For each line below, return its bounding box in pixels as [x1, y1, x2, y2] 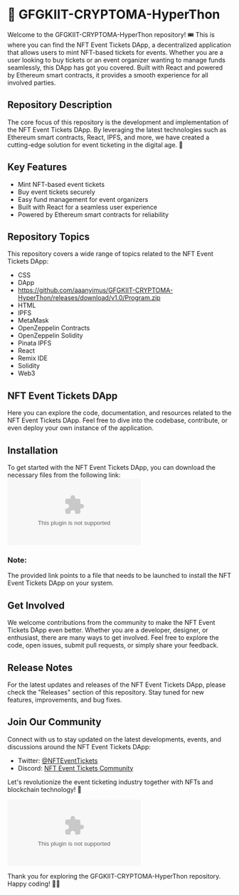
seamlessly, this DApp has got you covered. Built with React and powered [7, 63, 223, 72]
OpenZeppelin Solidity [17, 331, 83, 340]
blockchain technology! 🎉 [7, 785, 82, 793]
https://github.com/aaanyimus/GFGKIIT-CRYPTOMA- [17, 286, 174, 294]
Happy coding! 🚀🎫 [7, 879, 60, 888]
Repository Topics [7, 230, 90, 242]
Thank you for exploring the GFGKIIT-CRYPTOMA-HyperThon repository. [7, 872, 221, 880]
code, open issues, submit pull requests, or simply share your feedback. [7, 641, 219, 650]
